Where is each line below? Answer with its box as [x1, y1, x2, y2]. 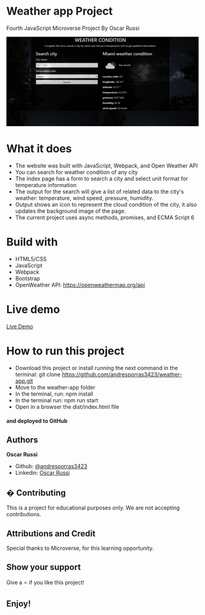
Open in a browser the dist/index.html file [15, 403, 120, 410]
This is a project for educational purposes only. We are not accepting [6, 504, 180, 511]
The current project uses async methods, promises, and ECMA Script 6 [15, 214, 195, 221]
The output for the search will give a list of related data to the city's [15, 188, 184, 196]
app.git [15, 377, 34, 385]
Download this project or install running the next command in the [15, 364, 178, 371]
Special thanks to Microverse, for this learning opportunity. [6, 544, 154, 552]
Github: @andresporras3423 [15, 463, 87, 470]
